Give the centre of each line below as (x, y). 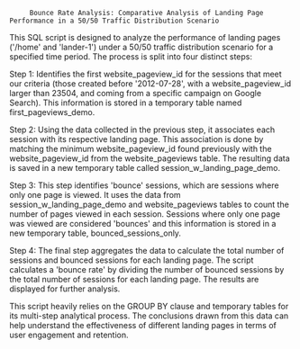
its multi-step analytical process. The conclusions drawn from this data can (149, 316)
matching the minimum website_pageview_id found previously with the (141, 149)
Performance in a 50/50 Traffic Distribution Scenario (114, 21)
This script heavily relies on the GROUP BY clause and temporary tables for (149, 306)
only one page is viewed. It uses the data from (95, 195)
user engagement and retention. (69, 335)
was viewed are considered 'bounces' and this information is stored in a (143, 224)
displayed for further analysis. (65, 289)
